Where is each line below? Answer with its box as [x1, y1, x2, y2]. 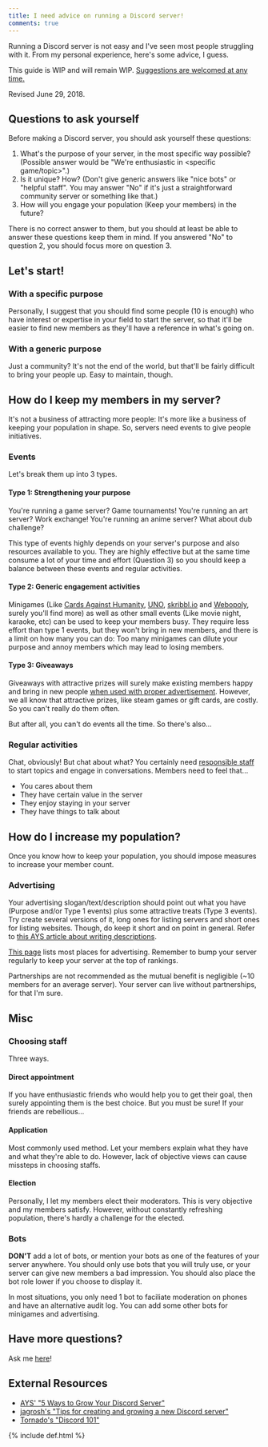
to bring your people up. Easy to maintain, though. [8, 370, 174, 380]
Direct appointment [8, 1072, 74, 1081]
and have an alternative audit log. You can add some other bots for [8, 1301, 228, 1310]
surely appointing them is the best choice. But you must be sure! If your [8, 1098, 244, 1108]
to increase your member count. [8, 860, 114, 869]
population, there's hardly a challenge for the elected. [8, 1213, 186, 1222]
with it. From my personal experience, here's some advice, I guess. [8, 50, 230, 59]
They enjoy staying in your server [19, 798, 130, 808]
